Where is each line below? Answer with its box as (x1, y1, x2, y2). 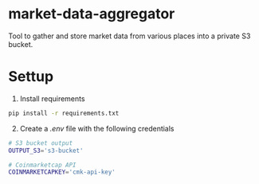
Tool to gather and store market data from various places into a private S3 (8, 31, 251, 41)
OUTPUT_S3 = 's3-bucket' (8, 147, 84, 155)
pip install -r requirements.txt (8, 109, 120, 117)
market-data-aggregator (8, 5, 175, 23)
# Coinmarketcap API (8, 161, 77, 169)
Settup (8, 68, 54, 86)
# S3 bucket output (8, 139, 73, 147)
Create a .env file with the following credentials (19, 123, 175, 133)
